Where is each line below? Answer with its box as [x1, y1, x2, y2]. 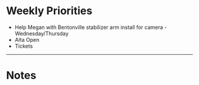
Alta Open [14, 36, 40, 43]
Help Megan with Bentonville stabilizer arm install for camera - [14, 24, 167, 31]
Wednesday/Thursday [14, 30, 69, 37]
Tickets [14, 42, 33, 50]
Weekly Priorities [6, 4, 93, 18]
